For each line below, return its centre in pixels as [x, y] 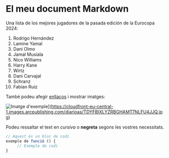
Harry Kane [25, 65]
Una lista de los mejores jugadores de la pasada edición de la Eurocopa [80, 23]
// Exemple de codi [37, 146]
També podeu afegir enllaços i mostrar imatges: [55, 97]
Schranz [22, 81]
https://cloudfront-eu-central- [82, 106]
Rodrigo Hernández [34, 38]
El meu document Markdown [67, 9]
